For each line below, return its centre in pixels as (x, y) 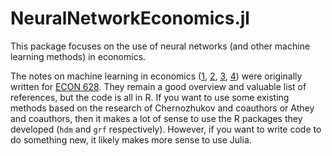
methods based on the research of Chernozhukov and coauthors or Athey (162, 108)
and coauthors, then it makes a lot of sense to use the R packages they (156, 118)
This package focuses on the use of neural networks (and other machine (160, 46)
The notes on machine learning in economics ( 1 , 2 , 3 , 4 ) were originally (156, 76)
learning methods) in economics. (78, 56)
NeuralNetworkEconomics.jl (130, 18)
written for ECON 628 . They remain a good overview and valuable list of (158, 86)
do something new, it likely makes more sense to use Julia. (131, 139)
